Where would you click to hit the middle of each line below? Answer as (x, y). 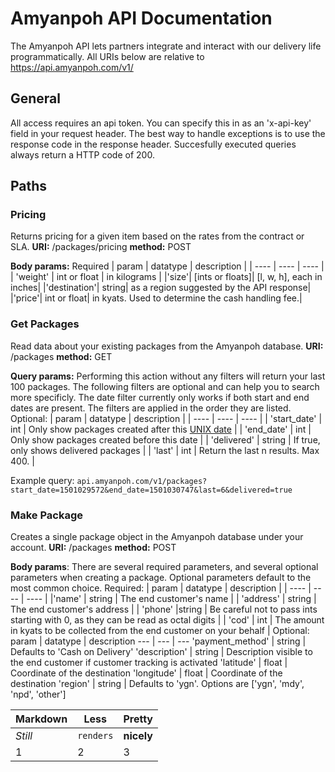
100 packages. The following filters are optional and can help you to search (165, 386)
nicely (138, 736)
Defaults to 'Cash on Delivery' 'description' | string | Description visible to (161, 652)
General (36, 98)
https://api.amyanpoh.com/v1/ (72, 67)
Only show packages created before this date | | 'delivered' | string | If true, (165, 439)
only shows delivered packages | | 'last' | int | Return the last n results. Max (165, 450)
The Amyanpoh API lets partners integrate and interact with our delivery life (166, 46)
